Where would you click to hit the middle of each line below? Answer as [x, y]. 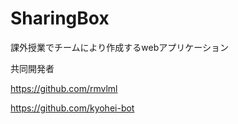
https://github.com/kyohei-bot [72, 108]
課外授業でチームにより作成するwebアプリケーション [119, 47]
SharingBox [60, 18]
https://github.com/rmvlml [64, 88]
